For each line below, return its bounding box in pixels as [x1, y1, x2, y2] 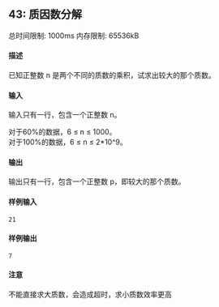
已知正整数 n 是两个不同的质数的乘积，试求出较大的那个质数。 [8, 70, 217, 80]
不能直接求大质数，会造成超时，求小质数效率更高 [8, 290, 172, 300]
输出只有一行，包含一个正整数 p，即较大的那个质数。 [8, 177, 186, 186]
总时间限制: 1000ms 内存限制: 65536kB [8, 31, 140, 41]
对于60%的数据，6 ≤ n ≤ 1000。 [8, 127, 117, 137]
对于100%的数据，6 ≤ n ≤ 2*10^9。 [8, 137, 127, 147]
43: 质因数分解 [8, 7, 83, 22]
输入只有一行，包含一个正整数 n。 [8, 110, 122, 120]
